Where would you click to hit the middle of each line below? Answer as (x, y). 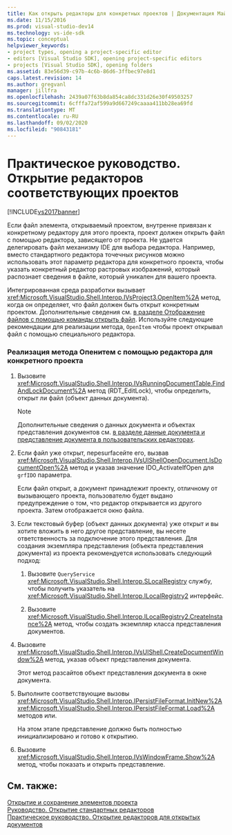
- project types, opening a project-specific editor (85, 53)
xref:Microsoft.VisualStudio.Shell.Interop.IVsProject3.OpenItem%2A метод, (114, 297)
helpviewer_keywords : (38, 46)
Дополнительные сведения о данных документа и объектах (106, 424)
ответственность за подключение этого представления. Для (107, 538)
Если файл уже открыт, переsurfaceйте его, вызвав (93, 453)
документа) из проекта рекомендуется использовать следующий (114, 553)
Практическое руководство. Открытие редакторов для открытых (104, 817)
